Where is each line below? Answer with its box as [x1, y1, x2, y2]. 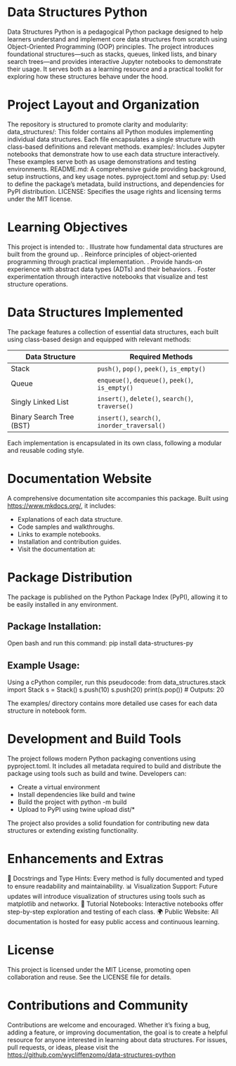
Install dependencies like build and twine [17, 791, 136, 799]
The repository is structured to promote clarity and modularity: [7, 120, 188, 129]
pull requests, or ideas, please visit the [7, 1044, 119, 1051]
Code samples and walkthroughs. [17, 522, 114, 531]
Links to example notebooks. [17, 529, 101, 538]
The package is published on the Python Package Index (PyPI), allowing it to [7, 593, 228, 601]
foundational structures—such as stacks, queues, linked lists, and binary [7, 50, 217, 58]
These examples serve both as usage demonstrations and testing [7, 157, 197, 166]
